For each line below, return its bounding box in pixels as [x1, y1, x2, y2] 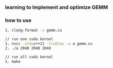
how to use [5, 17, 32, 23]
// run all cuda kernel [5, 54, 54, 59]
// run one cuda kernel [5, 37, 54, 42]
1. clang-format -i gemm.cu [5, 28, 62, 33]
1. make [5, 59, 21, 64]
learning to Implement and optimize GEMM [5, 4, 108, 11]
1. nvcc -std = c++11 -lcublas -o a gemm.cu [5, 41, 93, 46]
